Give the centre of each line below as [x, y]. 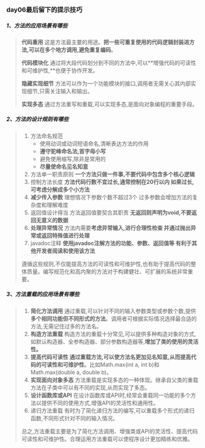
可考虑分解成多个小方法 [60, 189]
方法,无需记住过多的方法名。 [66, 326]
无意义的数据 [52, 220]
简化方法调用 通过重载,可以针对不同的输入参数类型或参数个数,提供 [113, 311]
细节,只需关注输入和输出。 [60, 91]
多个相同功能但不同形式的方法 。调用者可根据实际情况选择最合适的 [114, 318]
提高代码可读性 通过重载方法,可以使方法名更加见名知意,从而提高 [111, 357]
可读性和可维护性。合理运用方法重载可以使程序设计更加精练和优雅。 [107, 439]
